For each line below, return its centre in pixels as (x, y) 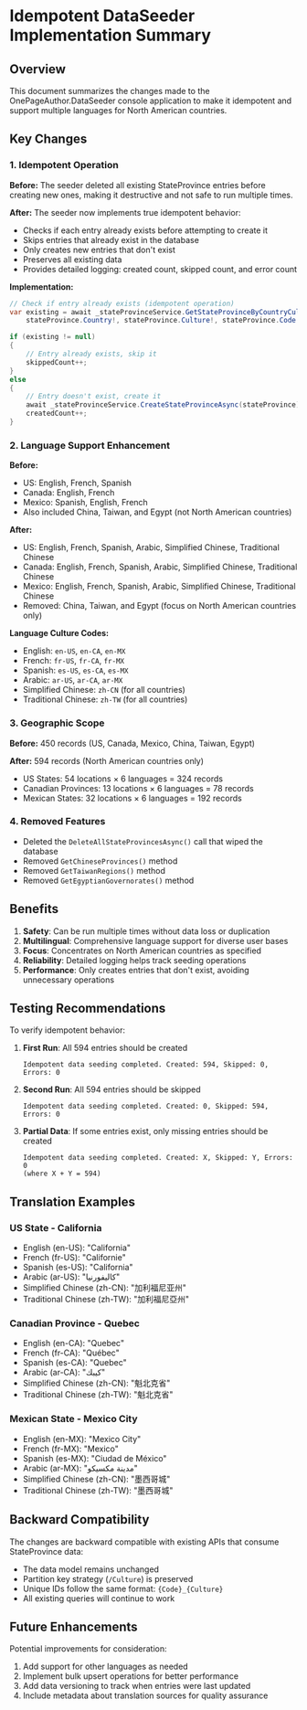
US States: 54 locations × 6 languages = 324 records (123, 779)
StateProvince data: (47, 1551)
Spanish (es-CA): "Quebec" (74, 1363)
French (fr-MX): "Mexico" (70, 1449)
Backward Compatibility (79, 1519)
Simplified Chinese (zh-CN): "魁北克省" (96, 1383)
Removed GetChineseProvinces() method (100, 861)
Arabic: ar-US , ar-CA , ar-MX (73, 680)
